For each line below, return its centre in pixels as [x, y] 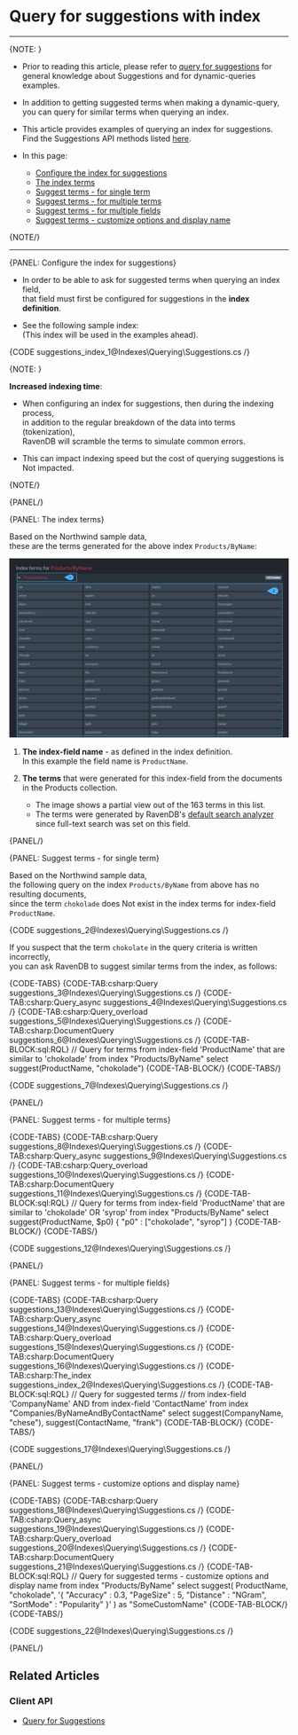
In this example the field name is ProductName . [105, 761]
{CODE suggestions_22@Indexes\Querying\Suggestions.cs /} [122, 1630]
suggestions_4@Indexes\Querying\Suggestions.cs [195, 1002]
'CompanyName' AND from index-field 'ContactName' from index [129, 1403]
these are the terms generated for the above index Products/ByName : [133, 546]
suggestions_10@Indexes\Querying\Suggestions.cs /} [106, 1174]
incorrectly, [30, 956]
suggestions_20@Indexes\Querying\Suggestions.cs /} [108, 1547]
